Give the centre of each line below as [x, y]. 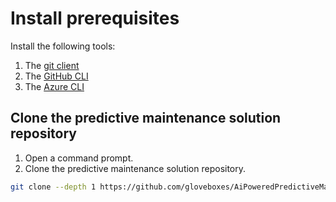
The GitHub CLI [56, 76]
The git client [52, 65]
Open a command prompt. [79, 158]
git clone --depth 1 [53, 187]
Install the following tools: [63, 46]
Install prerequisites [95, 18]
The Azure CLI [54, 86]
